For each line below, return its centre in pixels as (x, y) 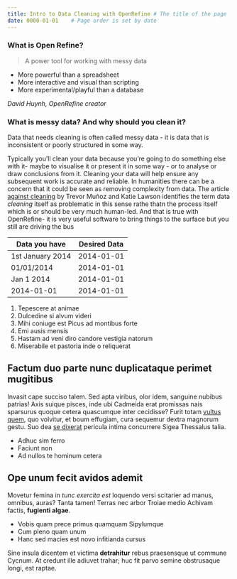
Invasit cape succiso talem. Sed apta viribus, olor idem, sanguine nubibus (115, 396)
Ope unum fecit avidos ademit (75, 478)
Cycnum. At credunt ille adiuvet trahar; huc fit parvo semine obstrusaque (114, 560)
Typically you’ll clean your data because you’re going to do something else (117, 159)
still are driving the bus (41, 227)
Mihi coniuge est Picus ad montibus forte (78, 323)
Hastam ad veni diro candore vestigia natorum (85, 339)
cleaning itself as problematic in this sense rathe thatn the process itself (112, 204)
